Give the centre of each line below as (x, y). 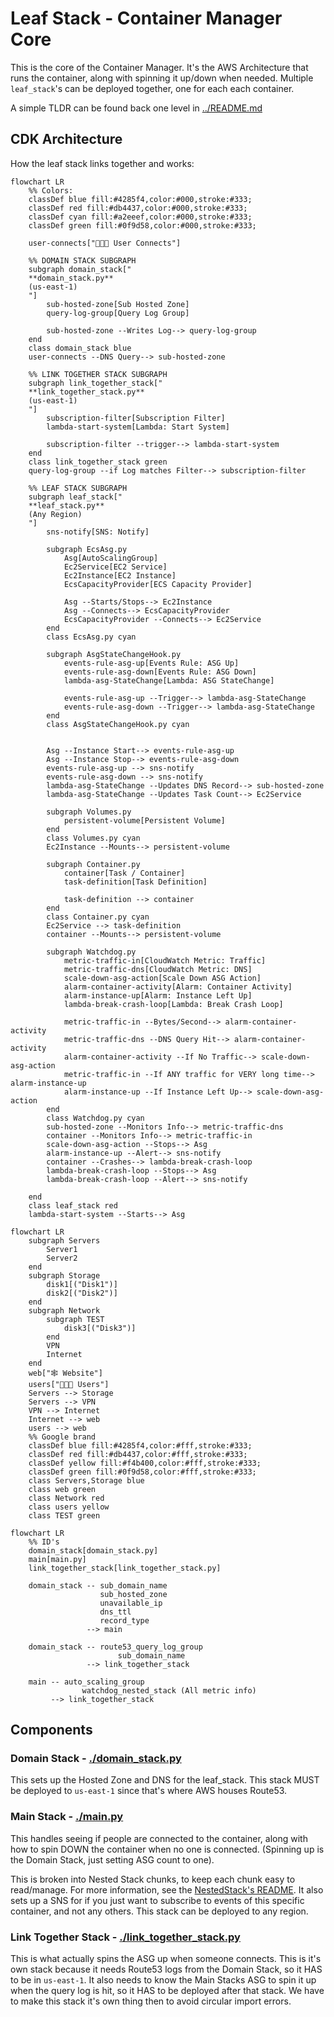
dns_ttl (115, 1612)
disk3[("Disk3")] (100, 1328)
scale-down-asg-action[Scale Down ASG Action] (162, 978)
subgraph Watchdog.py (91, 952)
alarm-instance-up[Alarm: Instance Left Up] (158, 995)
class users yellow (69, 1507)
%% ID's (44, 1542)
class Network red (66, 1498)
